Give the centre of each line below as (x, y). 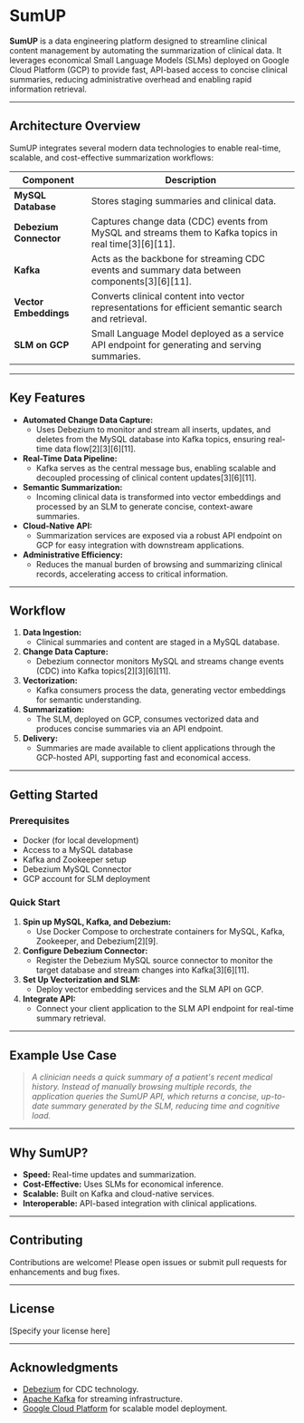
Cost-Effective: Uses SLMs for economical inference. (123, 1184)
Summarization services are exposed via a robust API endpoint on (159, 535)
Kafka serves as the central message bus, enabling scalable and (156, 468)
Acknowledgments (64, 1368)
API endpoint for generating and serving (176, 344)
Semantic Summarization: (72, 487)
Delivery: (40, 739)
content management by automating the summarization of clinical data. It (146, 50)
